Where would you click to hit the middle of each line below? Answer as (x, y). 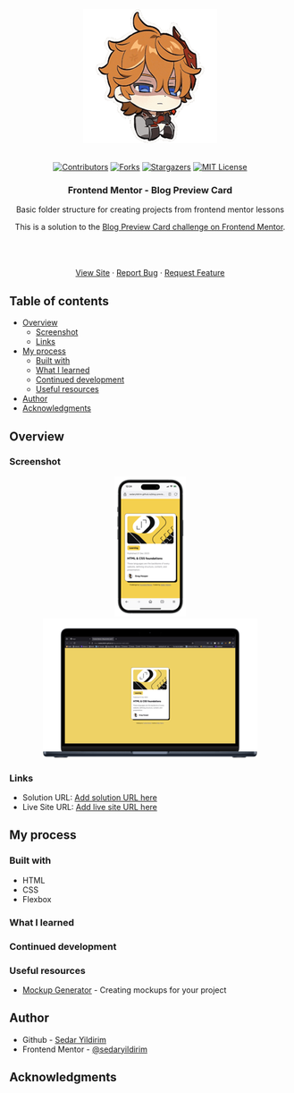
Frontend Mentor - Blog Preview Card (150, 190)
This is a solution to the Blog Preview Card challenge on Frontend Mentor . (150, 227)
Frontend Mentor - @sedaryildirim (84, 1049)
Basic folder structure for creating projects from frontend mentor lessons (150, 209)
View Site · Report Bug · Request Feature (150, 273)
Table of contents (59, 301)
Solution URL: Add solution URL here (90, 798)
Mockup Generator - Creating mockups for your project (124, 990)
